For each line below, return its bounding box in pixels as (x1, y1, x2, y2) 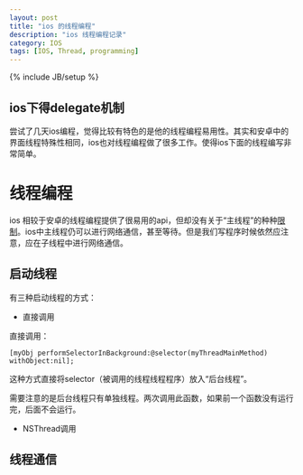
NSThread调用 (22, 423, 77, 433)
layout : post (9, 13, 59, 23)
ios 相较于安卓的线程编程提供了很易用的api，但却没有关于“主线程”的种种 (9, 214, 278, 226)
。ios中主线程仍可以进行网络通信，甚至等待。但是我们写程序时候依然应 (17, 226, 281, 237)
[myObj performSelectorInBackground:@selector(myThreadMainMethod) (9, 349, 269, 358)
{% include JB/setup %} (9, 71, 99, 82)
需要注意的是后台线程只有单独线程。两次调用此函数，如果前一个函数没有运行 (9, 392, 294, 403)
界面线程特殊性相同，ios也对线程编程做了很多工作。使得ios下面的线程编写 (9, 136, 284, 147)
